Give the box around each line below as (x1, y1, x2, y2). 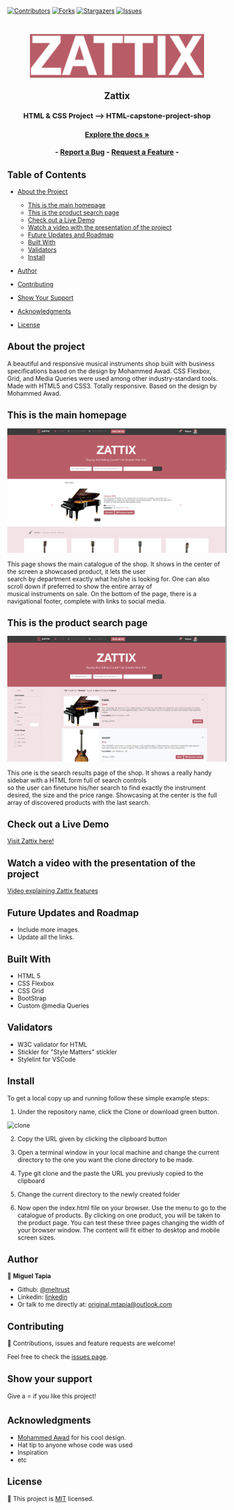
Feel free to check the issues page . (7, 1353, 108, 1361)
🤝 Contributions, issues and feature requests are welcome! (7, 1339, 175, 1348)
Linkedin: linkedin (17, 1293, 68, 1301)
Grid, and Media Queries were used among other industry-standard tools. (7, 374, 218, 382)
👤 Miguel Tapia (7, 1272, 52, 1280)
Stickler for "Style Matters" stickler (17, 1047, 118, 1056)
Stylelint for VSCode (17, 1055, 77, 1063)
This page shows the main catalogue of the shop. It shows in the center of (7, 560, 221, 568)
